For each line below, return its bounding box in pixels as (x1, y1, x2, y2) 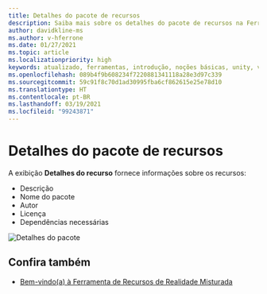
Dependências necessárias (19, 217, 109, 226)
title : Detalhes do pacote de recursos (8, 11, 141, 20)
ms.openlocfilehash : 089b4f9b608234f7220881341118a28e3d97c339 (8, 71, 222, 79)
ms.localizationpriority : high (8, 56, 112, 64)
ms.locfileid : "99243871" (8, 108, 94, 116)
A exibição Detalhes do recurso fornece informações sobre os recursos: (8, 168, 246, 177)
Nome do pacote (19, 191, 75, 201)
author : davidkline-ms (8, 26, 83, 34)
